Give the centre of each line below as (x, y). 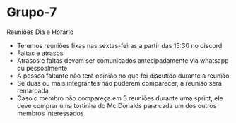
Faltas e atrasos (40, 53)
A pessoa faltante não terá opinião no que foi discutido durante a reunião (123, 76)
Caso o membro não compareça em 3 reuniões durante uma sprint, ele (120, 98)
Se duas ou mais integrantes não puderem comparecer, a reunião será (119, 83)
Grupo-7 (32, 12)
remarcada (33, 90)
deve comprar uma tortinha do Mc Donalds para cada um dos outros (117, 105)
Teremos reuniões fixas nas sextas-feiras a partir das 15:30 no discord (119, 45)
